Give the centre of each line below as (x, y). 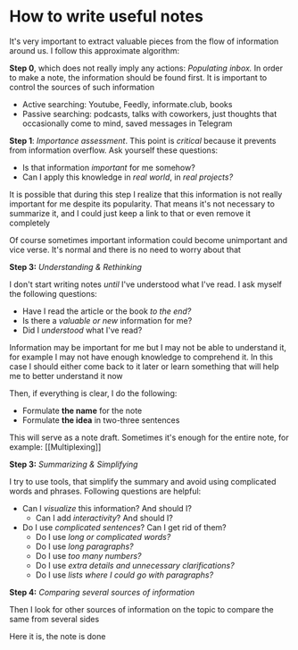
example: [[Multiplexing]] (55, 447)
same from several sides (54, 619)
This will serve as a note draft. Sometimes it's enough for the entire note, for (149, 437)
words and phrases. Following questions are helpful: (105, 491)
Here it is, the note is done (58, 636)
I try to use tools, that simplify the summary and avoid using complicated (143, 481)
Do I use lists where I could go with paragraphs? (124, 575)
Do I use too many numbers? (88, 555)
